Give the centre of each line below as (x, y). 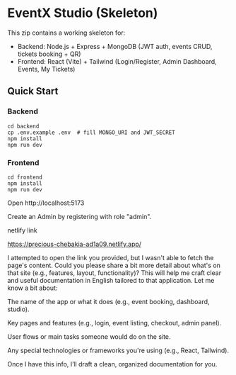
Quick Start (33, 91)
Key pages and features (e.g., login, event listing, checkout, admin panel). (114, 323)
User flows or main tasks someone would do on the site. (89, 336)
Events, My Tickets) (46, 69)
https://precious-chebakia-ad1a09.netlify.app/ (75, 244)
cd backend (23, 126)
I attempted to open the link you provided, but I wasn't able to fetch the (111, 257)
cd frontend (25, 177)
